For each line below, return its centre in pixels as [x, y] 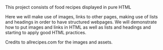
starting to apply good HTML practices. [46, 32]
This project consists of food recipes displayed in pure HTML [68, 7]
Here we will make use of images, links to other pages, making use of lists [81, 17]
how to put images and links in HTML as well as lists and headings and [78, 27]
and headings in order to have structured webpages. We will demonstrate [81, 22]
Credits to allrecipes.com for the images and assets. [59, 42]
